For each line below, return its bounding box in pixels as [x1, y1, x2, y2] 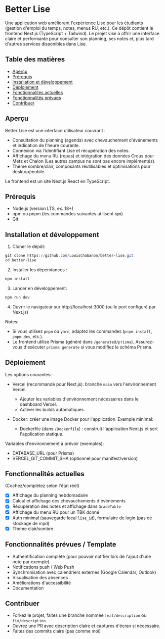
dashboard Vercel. [19, 401, 57, 407]
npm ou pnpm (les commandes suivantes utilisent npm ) [12, 211, 124, 217]
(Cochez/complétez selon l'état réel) [5, 483, 80, 489]
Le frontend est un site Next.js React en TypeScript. [5, 178, 110, 184]
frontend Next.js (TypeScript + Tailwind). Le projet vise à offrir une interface [5, 30, 160, 36]
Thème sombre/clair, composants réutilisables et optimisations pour [12, 163, 151, 169]
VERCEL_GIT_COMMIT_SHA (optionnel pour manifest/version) [12, 455, 138, 461]
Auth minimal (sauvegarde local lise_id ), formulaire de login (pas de [12, 515, 152, 521]
